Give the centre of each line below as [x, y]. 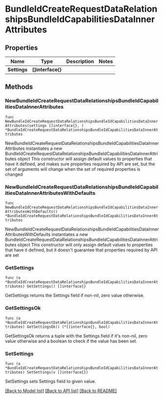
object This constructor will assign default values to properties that [85, 159]
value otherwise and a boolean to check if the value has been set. [71, 341]
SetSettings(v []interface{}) [58, 372]
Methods [19, 87]
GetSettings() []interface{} [56, 286]
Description [80, 61]
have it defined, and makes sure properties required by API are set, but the [80, 164]
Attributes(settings [26, 125]
